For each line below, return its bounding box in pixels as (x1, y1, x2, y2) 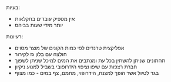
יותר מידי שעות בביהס (14, 22, 63, 28)
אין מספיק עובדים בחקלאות (14, 15, 75, 22)
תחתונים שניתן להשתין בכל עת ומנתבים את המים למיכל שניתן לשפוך (14, 57, 166, 64)
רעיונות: (6, 33, 24, 40)
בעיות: (6, 4, 21, 11)
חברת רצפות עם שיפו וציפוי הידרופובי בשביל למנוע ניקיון (14, 63, 137, 70)
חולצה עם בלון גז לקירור (14, 51, 67, 57)
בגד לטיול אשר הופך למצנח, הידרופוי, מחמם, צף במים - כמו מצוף (14, 70, 159, 76)
